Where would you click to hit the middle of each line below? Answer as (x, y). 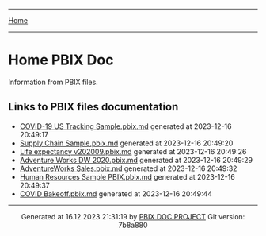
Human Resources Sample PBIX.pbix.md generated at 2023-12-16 (127, 176)
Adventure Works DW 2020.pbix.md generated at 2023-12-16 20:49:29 (136, 160)
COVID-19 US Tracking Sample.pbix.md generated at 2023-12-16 (125, 126)
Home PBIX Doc (61, 60)
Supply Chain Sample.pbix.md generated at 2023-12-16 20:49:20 (126, 143)
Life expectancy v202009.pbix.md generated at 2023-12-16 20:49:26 (133, 151)
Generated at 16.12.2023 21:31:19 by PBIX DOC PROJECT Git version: (133, 216)
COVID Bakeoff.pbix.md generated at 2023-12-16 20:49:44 (116, 193)
